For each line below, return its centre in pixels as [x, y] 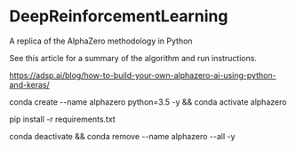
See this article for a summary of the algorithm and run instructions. [133, 58]
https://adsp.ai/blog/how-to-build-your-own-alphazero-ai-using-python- [143, 75]
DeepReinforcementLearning [119, 16]
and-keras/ [30, 84]
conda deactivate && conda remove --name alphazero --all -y [122, 136]
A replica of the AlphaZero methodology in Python [101, 41]
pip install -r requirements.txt [62, 119]
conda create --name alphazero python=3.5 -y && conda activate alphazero [148, 102]
